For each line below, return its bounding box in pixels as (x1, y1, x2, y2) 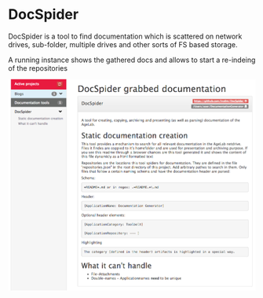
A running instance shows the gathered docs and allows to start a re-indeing (8, 55, 256, 64)
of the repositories (8, 63, 68, 72)
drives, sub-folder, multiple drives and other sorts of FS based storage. (8, 39, 238, 49)
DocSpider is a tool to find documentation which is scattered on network (8, 31, 243, 41)
